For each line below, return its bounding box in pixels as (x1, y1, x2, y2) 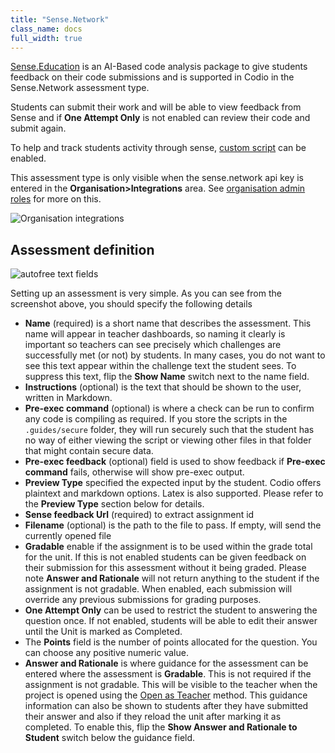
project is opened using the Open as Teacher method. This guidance (24, 689, 308, 701)
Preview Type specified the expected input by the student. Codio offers (24, 477, 322, 489)
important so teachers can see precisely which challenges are (24, 339, 282, 351)
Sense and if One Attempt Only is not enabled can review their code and (10, 112, 311, 124)
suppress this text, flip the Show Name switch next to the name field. (24, 371, 310, 383)
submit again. (10, 122, 67, 135)
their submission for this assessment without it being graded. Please (24, 562, 307, 574)
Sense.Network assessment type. (10, 82, 150, 94)
